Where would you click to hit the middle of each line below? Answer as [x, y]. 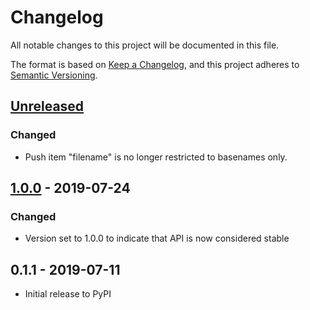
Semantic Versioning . [54, 75]
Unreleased [47, 106]
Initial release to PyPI [68, 294]
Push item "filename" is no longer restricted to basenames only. [156, 157]
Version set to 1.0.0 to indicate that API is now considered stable [157, 238]
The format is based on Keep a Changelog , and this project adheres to [155, 64]
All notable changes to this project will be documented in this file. [145, 45]
